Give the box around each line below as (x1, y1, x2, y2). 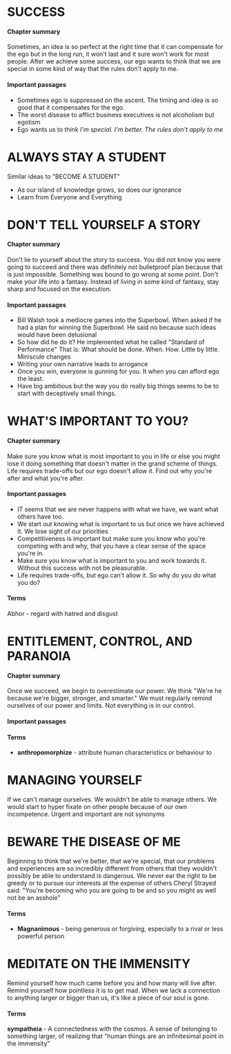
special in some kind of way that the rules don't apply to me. (7, 65, 179, 73)
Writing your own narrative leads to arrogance (17, 360, 148, 368)
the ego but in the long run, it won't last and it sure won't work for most (7, 50, 209, 59)
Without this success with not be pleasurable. (17, 564, 147, 572)
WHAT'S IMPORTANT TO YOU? (7, 413, 189, 429)
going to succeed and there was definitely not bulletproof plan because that (7, 263, 223, 271)
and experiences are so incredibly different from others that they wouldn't (7, 864, 217, 873)
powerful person (17, 932, 65, 940)
